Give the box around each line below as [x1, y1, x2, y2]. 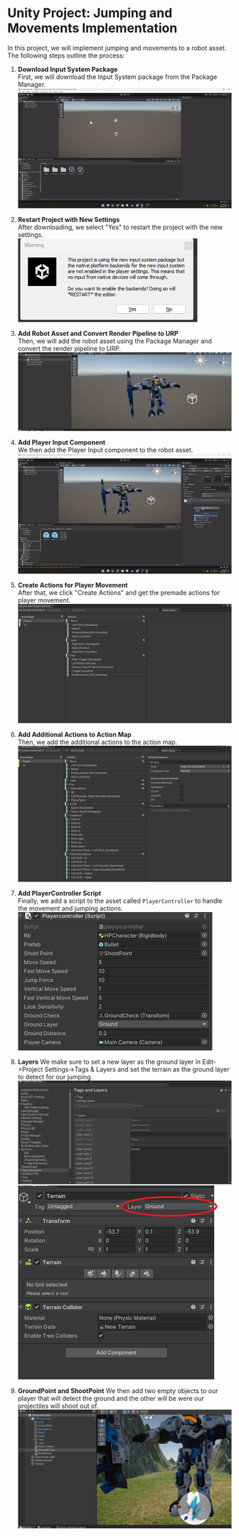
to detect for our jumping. [17, 1073, 93, 1081]
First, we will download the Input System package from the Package [17, 73, 218, 81]
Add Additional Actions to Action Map [17, 731, 132, 739]
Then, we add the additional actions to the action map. [17, 738, 178, 746]
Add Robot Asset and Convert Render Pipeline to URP [17, 329, 179, 338]
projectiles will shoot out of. [17, 1402, 99, 1410]
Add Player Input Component [17, 438, 105, 446]
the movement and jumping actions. [17, 904, 123, 913]
